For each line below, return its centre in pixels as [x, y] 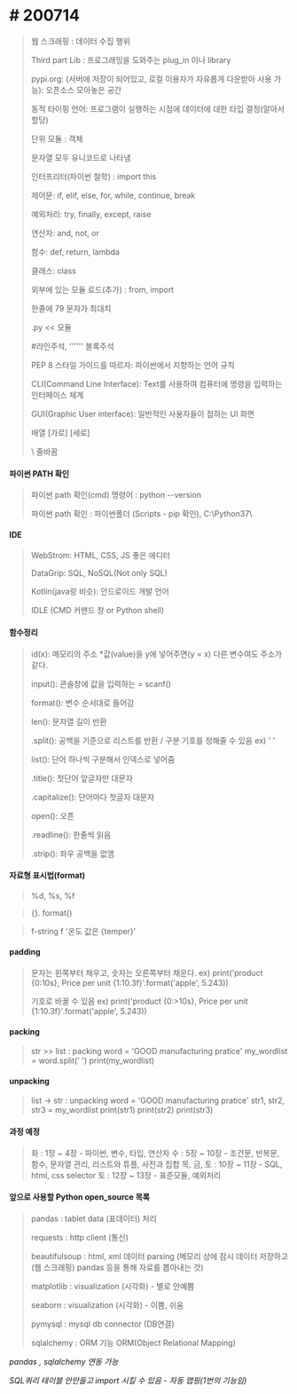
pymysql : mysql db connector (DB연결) [102, 1324]
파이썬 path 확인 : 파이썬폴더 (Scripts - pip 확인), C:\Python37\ [141, 514]
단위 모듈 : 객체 [57, 138]
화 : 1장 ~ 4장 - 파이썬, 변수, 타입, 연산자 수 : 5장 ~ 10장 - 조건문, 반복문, [155, 1153]
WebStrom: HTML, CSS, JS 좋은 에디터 [101, 555]
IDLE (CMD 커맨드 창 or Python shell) [98, 610]
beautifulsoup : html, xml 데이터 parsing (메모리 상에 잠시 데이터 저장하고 [160, 1256]
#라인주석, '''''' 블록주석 [72, 346]
